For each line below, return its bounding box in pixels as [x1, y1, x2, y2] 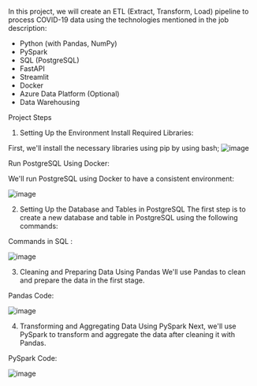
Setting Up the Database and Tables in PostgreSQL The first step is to [19, 204, 246, 214]
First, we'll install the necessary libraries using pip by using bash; [8, 144, 220, 152]
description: [8, 24, 47, 32]
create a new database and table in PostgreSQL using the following [19, 213, 238, 222]
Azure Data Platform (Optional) [19, 89, 120, 98]
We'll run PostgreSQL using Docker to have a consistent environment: [8, 174, 235, 183]
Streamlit [19, 73, 50, 81]
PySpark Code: [8, 354, 58, 362]
